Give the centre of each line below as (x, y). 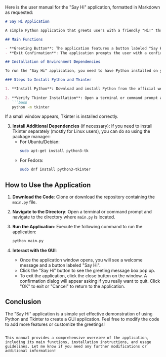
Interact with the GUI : (35, 250)
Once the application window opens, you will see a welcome (81, 260)
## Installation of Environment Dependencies (53, 62)
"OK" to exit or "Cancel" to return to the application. (72, 286)
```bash (20, 102)
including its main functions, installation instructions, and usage (78, 342)
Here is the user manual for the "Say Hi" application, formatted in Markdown (83, 7)
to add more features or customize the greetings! (55, 324)
